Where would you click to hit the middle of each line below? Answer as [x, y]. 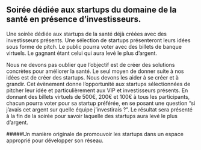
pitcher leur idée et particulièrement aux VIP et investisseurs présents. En [97, 90]
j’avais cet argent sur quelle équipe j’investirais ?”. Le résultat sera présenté [99, 109]
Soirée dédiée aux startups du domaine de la [91, 10]
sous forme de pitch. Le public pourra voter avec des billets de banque [94, 46]
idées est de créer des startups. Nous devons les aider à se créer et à [93, 77]
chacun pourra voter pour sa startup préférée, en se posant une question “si [101, 103]
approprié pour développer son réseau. [55, 140]
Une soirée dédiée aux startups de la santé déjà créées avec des [87, 34]
